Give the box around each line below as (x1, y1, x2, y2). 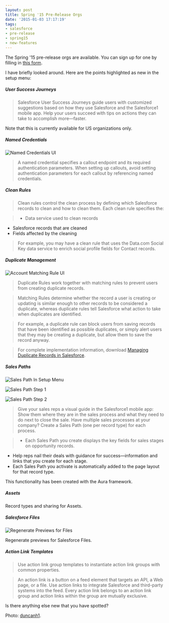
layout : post (5, 7, 33, 13)
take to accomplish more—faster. (17, 115, 87, 122)
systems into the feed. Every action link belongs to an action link (17, 587, 151, 593)
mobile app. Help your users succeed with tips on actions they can (17, 110, 156, 116)
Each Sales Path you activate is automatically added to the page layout (12, 463, 160, 469)
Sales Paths (5, 364, 31, 370)
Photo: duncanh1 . (5, 612, 41, 618)
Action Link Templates (5, 549, 53, 555)
